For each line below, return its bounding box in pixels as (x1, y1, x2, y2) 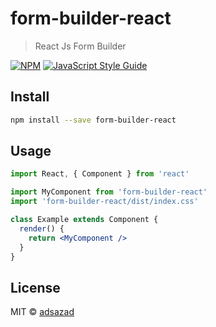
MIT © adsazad (10, 306, 75, 318)
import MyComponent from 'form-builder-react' (10, 187, 208, 197)
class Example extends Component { (10, 215, 159, 225)
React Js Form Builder (34, 40, 127, 52)
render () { (19, 223, 65, 234)
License (10, 279, 61, 296)
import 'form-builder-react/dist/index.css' (10, 197, 199, 207)
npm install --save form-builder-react (10, 115, 177, 125)
